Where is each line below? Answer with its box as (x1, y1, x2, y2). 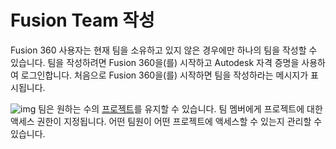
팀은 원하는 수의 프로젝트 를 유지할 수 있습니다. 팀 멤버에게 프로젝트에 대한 (38, 102, 323, 115)
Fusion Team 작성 (10, 9, 155, 32)
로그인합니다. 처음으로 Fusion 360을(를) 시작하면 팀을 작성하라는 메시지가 (20, 69, 309, 81)
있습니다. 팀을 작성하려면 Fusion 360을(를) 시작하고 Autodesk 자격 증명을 (10, 56, 300, 68)
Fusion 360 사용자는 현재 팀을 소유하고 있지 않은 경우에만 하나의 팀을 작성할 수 (10, 44, 318, 56)
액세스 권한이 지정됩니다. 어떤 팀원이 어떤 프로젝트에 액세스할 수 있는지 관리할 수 (10, 115, 323, 127)
